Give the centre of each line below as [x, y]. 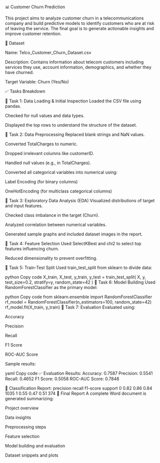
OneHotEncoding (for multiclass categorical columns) [59, 191]
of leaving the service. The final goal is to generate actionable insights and [80, 29]
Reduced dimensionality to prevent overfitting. [51, 258]
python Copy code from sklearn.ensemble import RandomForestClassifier [79, 297]
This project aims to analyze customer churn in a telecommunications [74, 18]
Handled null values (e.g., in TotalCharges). [48, 163]
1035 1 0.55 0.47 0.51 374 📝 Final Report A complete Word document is [76, 393]
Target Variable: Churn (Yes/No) [37, 82]
